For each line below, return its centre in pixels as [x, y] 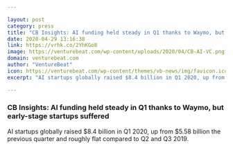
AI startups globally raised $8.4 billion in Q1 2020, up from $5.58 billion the [114, 131]
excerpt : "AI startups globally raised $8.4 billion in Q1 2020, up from [116, 77]
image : [17, 52]
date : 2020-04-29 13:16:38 [46, 39]
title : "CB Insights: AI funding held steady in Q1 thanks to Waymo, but [116, 32]
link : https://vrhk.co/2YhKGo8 [52, 46]
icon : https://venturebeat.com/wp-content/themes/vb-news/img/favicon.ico [118, 71]
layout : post [26, 19]
